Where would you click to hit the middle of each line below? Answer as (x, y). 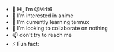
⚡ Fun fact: (25, 44)
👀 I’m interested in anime (43, 16)
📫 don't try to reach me (42, 35)
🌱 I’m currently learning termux (50, 22)
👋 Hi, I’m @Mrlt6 (32, 9)
